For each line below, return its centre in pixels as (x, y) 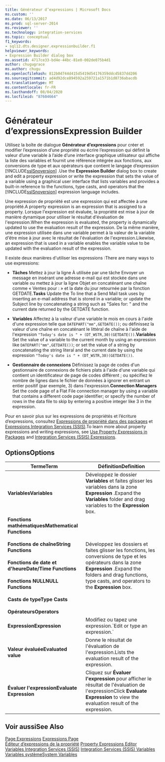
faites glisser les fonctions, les (121, 550)
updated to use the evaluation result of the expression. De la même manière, (82, 228)
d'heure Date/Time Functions (42, 569)
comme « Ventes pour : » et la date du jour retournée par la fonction (81, 289)
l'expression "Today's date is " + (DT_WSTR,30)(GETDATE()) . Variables (84, 334)
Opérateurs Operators (33, 612)
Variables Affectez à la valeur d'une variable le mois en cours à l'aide (82, 319)
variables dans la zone (111, 487)
